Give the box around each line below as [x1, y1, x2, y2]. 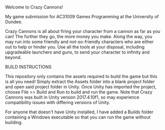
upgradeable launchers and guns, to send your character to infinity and [5, 49, 150, 55]
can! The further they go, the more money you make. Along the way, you [5, 34, 153, 39]
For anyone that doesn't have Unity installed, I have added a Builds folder [5, 109, 154, 115]
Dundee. [5, 19, 23, 25]
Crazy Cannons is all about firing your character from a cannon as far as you [5, 28, 161, 34]
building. [5, 120, 23, 125]
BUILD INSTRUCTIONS [5, 64, 52, 70]
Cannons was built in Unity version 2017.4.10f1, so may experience [5, 94, 139, 100]
